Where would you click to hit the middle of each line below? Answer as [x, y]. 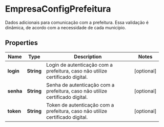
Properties [21, 43]
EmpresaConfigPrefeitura [58, 9]
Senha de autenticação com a [80, 85]
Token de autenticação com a [80, 105]
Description [88, 56]
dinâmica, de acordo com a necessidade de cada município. [65, 27]
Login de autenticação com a [80, 65]
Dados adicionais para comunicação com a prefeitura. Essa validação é [77, 22]
